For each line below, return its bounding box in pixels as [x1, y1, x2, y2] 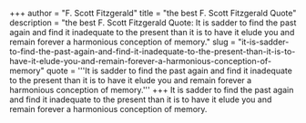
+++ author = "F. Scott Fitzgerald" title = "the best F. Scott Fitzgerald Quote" [9, 8, 297, 18]
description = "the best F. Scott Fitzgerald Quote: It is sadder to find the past [9, 17, 297, 28]
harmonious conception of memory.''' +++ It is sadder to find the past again [9, 85, 294, 95]
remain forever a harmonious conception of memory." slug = [9, 36, 237, 47]
